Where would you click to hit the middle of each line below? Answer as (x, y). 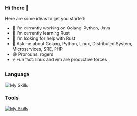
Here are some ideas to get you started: (45, 19)
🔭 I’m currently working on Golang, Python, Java (61, 28)
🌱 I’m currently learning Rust (41, 33)
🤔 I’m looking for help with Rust (43, 38)
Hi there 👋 (17, 8)
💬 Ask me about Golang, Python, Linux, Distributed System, (72, 44)
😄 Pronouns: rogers (33, 54)
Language (17, 74)
